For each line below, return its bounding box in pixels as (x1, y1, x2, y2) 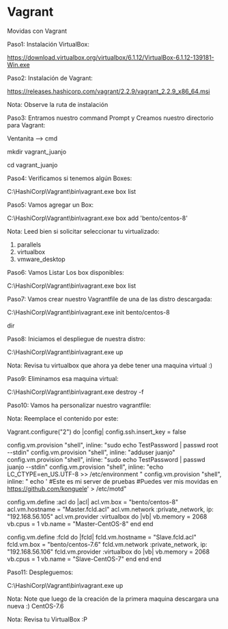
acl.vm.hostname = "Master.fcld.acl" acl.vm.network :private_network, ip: (7, 505, 214, 513)
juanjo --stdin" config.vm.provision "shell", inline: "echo (7, 463, 164, 471)
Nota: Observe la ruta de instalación (7, 100, 109, 108)
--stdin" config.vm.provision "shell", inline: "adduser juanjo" (7, 448, 175, 456)
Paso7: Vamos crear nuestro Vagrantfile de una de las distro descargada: (7, 295, 213, 303)
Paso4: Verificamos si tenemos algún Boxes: (7, 174, 132, 182)
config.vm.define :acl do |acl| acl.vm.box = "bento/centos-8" (7, 497, 179, 506)
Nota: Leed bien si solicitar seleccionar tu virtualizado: (7, 227, 160, 235)
